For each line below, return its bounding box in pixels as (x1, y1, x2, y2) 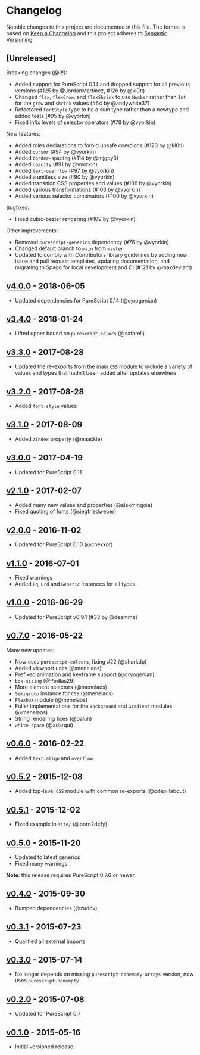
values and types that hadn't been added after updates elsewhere (14, 369, 177, 376)
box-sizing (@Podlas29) (14, 677, 76, 684)
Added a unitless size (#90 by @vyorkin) (14, 173, 115, 180)
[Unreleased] (6, 53, 57, 63)
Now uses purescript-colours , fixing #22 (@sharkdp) (14, 658, 147, 665)
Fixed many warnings (14, 860, 68, 867)
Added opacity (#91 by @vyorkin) (14, 160, 98, 167)
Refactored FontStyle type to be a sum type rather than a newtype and (14, 105, 189, 113)
